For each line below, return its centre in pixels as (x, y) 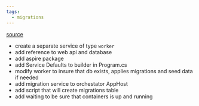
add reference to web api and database (63, 52)
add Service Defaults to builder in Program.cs (71, 65)
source (15, 34)
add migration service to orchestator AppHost (71, 83)
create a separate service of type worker (65, 46)
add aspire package (39, 58)
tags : (13, 12)
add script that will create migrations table (67, 90)
